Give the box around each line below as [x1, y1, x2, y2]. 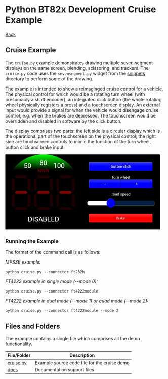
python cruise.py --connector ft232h [5, 270, 85, 275]
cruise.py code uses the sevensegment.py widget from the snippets [5, 70, 145, 76]
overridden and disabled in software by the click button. [5, 118, 122, 124]
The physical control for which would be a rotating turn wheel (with [5, 91, 145, 97]
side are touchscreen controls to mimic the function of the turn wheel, [5, 138, 151, 144]
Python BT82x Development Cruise [5, 4, 156, 15]
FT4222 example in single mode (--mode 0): [5, 278, 98, 284]
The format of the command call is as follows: [5, 249, 101, 255]
